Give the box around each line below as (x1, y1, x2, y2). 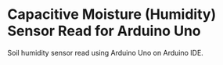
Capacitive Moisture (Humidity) (7, 5, 217, 23)
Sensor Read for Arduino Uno (7, 22, 201, 40)
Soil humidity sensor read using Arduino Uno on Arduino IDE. (7, 48, 204, 57)
